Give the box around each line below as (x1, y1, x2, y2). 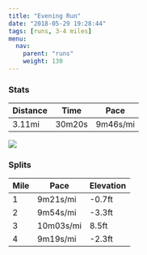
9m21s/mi (37, 194, 77, 205)
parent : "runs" (23, 50, 74, 58)
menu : (8, 34, 27, 43)
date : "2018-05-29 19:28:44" (8, 19, 107, 28)
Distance (12, 105, 48, 116)
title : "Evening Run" (8, 11, 82, 20)
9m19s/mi (37, 233, 77, 244)
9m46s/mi (95, 119, 136, 130)
